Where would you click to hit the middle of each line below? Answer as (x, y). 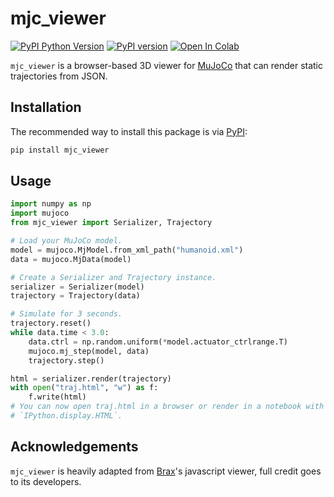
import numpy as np (51, 204)
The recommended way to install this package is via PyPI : (129, 131)
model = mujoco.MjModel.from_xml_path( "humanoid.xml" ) (127, 250)
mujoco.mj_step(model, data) (89, 351)
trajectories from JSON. (59, 76)
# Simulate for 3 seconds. (66, 314)
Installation (46, 107)
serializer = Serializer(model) (77, 287)
